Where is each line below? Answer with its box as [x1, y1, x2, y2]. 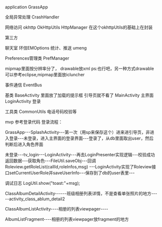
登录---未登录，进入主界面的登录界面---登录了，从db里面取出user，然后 [9, 135, 154, 141]
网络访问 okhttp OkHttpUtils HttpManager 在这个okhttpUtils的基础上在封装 [5, 24, 153, 30]
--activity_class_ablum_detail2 [5, 196, 65, 202]
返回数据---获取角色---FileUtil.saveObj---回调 [5, 158, 96, 163]
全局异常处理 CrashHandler [5, 14, 59, 20]
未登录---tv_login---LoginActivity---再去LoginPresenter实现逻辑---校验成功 [5, 152, 155, 157]
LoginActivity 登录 [5, 98, 41, 104]
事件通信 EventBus [5, 82, 42, 88]
